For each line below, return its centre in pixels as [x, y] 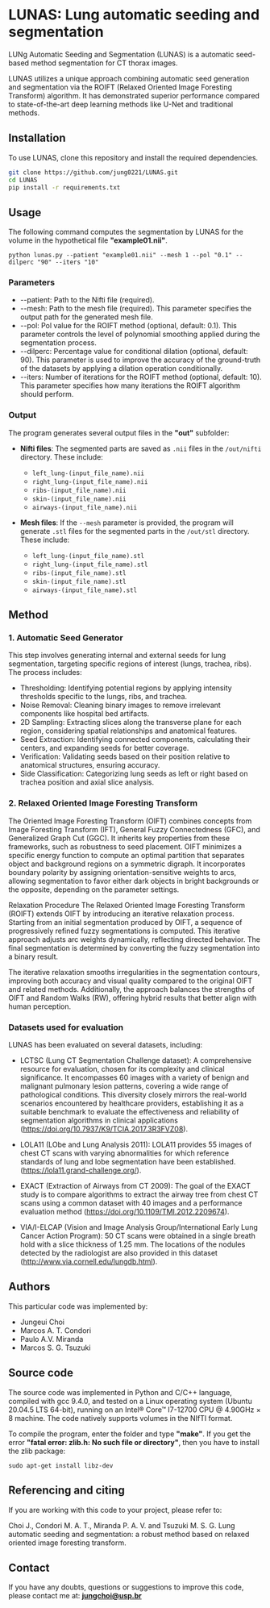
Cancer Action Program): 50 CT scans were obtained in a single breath [137, 1236]
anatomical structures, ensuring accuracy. [90, 765]
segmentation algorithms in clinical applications [99, 1121]
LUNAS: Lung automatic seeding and [134, 15]
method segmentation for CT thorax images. [104, 63]
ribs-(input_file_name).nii [79, 490]
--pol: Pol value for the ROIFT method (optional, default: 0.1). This [129, 326]
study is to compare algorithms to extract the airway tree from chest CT [139, 1194]
